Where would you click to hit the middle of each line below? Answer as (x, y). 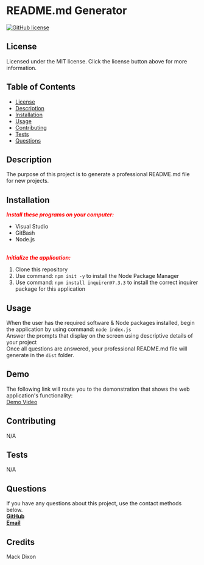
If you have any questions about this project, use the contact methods (94, 503)
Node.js (25, 240)
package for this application (50, 289)
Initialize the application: (39, 258)
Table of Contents (41, 87)
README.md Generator (67, 11)
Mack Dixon (21, 557)
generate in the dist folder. (40, 355)
